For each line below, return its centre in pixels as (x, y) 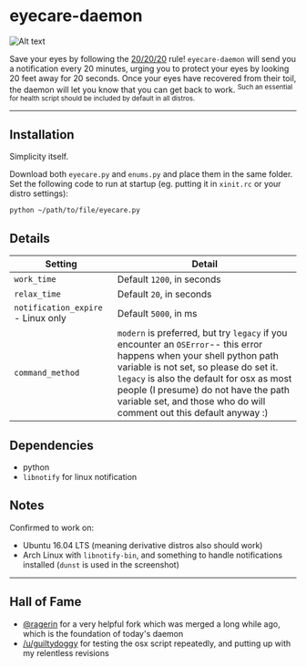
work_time (35, 280)
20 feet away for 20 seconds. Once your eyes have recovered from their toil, (153, 78)
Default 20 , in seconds (164, 295)
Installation (42, 135)
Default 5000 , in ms (157, 314)
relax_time (37, 294)
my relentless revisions (66, 652)
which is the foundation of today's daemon (103, 633)
